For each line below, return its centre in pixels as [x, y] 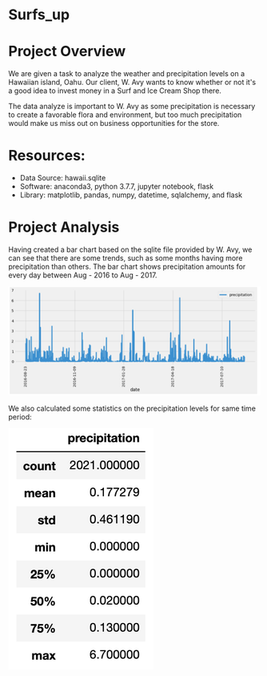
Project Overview [67, 52]
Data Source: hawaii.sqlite [63, 178]
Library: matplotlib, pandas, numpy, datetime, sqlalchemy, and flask [131, 195]
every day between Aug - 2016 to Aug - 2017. [83, 275]
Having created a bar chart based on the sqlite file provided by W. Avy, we [130, 249]
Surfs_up [39, 15]
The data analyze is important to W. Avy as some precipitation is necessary [132, 107]
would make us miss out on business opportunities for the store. [114, 123]
